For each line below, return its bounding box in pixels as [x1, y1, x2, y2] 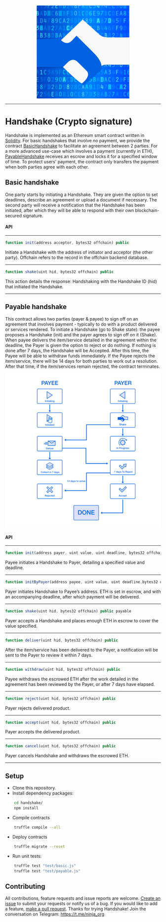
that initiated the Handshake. [5, 283, 64, 289]
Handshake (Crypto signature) [5, 116, 132, 127]
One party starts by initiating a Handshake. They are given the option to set [5, 192, 158, 198]
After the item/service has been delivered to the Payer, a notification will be [5, 647, 158, 653]
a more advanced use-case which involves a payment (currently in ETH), [5, 148, 154, 154]
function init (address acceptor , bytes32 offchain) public [5, 240, 129, 245]
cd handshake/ [14, 800, 43, 805]
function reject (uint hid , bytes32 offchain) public [5, 696, 116, 701]
